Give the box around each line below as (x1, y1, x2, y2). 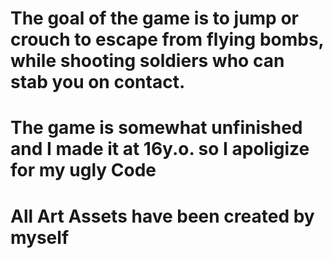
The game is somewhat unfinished (10, 117, 303, 139)
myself (10, 226, 70, 249)
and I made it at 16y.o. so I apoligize (10, 138, 310, 161)
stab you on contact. (10, 71, 186, 94)
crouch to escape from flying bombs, (10, 28, 325, 51)
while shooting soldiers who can (10, 50, 285, 72)
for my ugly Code (10, 159, 157, 182)
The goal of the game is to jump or (10, 7, 299, 30)
